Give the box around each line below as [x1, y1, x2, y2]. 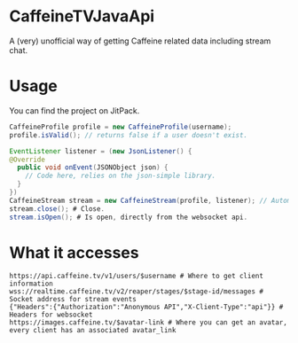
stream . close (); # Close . [9, 204, 105, 214]
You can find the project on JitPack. [9, 105, 140, 116]
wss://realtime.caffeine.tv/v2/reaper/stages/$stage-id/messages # [9, 287, 264, 296]
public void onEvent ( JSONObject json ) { [17, 163, 169, 172]
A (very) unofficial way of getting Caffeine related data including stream [9, 35, 271, 46]
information [9, 279, 53, 289]
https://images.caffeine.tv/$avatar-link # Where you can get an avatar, [9, 318, 288, 327]
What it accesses [9, 242, 139, 262]
